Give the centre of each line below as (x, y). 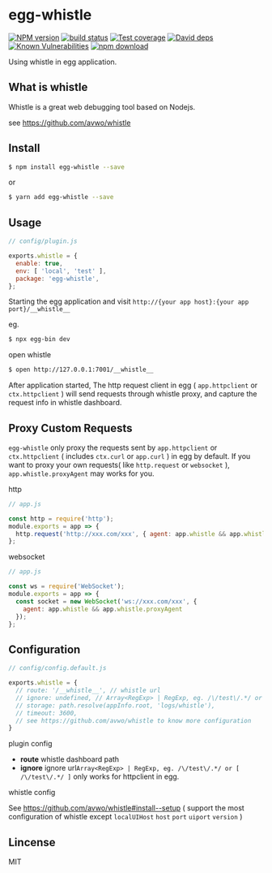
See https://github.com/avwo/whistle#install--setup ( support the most (126, 808)
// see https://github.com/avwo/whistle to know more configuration (134, 720)
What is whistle (48, 87)
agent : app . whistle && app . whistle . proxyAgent (103, 609)
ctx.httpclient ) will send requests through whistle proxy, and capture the (133, 394)
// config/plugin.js (43, 241)
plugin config (30, 744)
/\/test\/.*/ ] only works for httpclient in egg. (100, 776)
